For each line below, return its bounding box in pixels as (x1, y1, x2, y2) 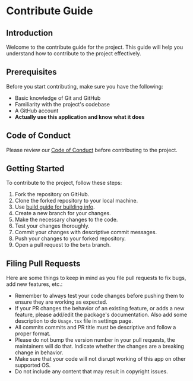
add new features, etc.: (6, 281, 63, 288)
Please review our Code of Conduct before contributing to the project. (6, 146, 178, 153)
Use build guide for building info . (14, 203, 95, 210)
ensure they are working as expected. (14, 298, 108, 306)
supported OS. (14, 361, 51, 369)
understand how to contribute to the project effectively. (6, 50, 141, 57)
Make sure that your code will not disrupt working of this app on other (14, 355, 186, 363)
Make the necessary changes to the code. (14, 216, 118, 223)
